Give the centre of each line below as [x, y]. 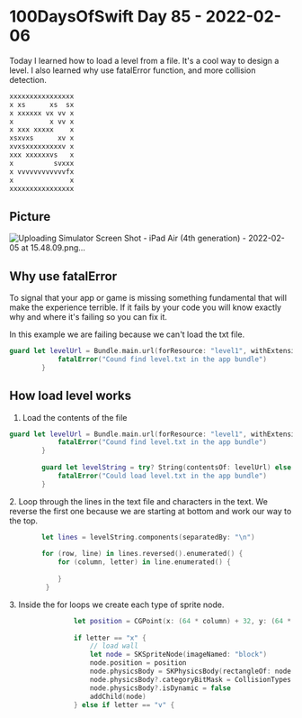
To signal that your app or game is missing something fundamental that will [148, 298]
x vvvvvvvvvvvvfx [42, 172]
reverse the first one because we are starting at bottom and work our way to [151, 511]
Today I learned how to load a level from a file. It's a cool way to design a [144, 60]
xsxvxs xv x [42, 138]
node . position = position [138, 663]
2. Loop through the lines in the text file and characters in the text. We [138, 501]
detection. [28, 79]
